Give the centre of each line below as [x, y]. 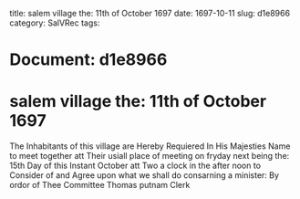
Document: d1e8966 [88, 60]
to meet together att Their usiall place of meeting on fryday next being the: [150, 156]
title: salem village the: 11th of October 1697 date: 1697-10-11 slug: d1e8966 [150, 13]
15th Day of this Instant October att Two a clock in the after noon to [135, 166]
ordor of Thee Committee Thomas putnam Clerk [100, 185]
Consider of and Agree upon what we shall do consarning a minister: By [145, 175]
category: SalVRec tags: [55, 23]
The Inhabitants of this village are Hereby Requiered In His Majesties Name [150, 146]
